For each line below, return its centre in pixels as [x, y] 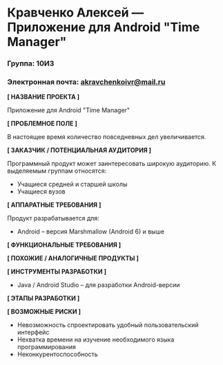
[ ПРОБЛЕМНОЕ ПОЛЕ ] [42, 124]
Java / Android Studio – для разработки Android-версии [99, 285]
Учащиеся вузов [41, 191]
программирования [46, 347]
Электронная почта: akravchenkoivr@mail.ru [86, 82]
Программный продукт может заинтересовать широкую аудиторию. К [112, 164]
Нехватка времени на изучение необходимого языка [96, 340]
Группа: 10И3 [31, 63]
